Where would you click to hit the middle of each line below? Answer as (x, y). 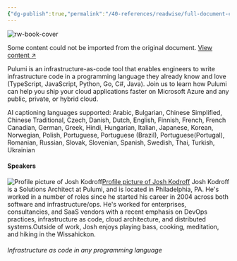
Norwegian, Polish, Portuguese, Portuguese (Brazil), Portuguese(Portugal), (116, 135)
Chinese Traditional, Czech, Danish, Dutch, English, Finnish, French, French (117, 120)
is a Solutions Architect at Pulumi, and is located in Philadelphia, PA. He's (113, 189)
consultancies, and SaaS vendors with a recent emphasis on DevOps (108, 212)
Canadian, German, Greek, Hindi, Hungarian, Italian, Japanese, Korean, (110, 127)
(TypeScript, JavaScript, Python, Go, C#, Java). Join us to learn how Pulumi (117, 84)
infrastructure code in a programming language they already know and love (117, 76)
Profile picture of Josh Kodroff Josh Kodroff (165, 181)
